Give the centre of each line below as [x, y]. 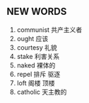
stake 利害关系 [38, 56]
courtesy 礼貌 [37, 47]
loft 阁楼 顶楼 [36, 83]
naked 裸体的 [36, 65]
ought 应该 [32, 38]
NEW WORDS [37, 12]
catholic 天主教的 [42, 92]
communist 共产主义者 [49, 29]
